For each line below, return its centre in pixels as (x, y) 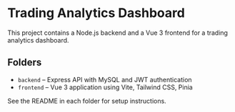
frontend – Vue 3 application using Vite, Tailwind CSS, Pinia (105, 87)
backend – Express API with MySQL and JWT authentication (105, 79)
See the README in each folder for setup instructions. (87, 101)
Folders (25, 63)
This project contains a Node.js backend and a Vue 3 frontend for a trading (118, 33)
